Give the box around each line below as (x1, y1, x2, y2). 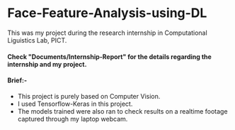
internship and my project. (7, 60, 87, 68)
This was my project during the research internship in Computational (7, 28, 207, 37)
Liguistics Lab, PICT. (7, 36, 67, 44)
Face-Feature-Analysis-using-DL (7, 5, 207, 21)
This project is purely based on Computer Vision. (17, 92, 161, 100)
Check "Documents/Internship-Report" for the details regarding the (7, 52, 212, 61)
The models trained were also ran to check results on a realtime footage (17, 107, 228, 115)
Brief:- (7, 76, 27, 85)
